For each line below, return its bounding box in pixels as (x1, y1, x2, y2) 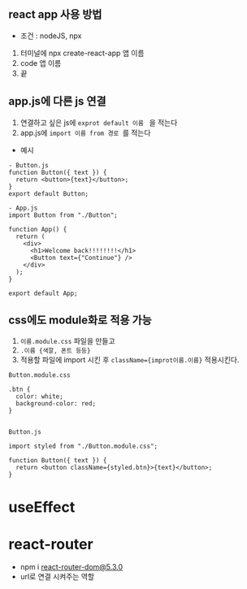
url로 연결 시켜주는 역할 (19, 571, 95, 581)
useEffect (8, 498, 76, 516)
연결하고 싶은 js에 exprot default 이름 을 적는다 (19, 117, 178, 128)
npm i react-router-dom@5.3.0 (19, 561, 123, 571)
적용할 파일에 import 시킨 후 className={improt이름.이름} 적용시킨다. (19, 355, 240, 365)
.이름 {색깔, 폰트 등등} (19, 347, 91, 355)
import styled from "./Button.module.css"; (8, 442, 158, 451)
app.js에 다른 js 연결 (8, 94, 107, 108)
